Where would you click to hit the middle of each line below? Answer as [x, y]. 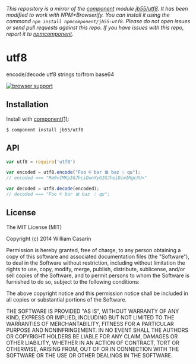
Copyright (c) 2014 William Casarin [49, 239]
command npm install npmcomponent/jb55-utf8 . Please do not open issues [98, 21]
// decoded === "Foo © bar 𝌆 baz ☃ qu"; [58, 194]
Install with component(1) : [38, 119]
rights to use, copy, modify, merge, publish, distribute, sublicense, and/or [96, 269]
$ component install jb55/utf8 [45, 130]
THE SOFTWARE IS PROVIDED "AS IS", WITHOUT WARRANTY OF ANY [93, 311]
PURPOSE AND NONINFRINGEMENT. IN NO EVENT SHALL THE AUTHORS [97, 330]
